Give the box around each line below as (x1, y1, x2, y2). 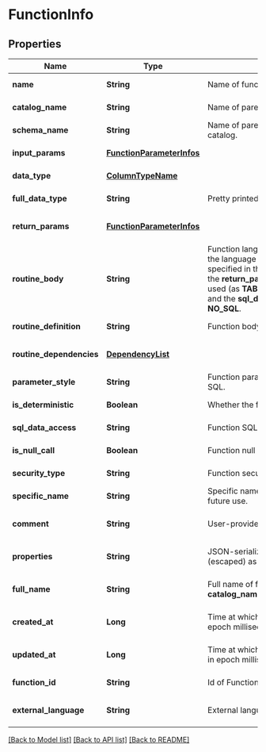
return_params (12, 221, 70, 232)
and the (207, 294, 236, 304)
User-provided (207, 518, 264, 529)
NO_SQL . (207, 303, 241, 314)
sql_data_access (12, 422, 77, 433)
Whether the (207, 399, 254, 410)
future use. (207, 496, 248, 506)
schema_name (12, 125, 69, 136)
